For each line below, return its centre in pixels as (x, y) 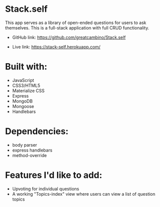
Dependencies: (37, 131)
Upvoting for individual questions (46, 189)
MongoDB (22, 101)
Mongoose (23, 106)
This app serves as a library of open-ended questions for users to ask (76, 23)
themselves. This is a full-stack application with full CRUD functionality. (77, 27)
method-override (29, 155)
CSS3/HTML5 (26, 85)
